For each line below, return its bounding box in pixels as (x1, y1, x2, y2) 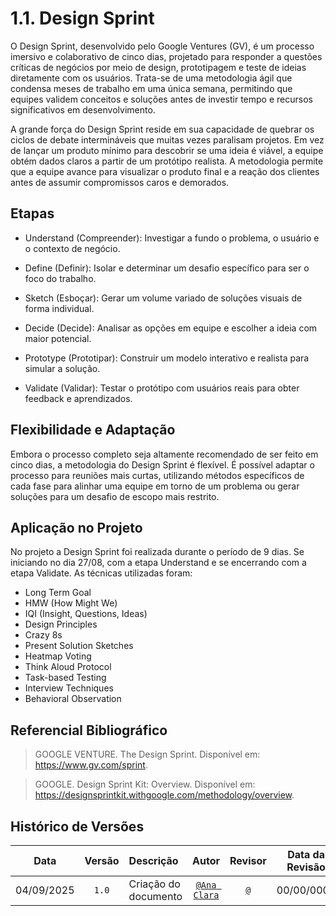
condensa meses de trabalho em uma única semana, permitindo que (10, 82, 293, 94)
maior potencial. (24, 332, 92, 344)
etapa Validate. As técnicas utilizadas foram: (10, 567, 193, 579)
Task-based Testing (24, 672, 107, 684)
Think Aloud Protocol (24, 661, 112, 673)
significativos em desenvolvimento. (10, 103, 156, 116)
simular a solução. (24, 362, 101, 374)
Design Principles (24, 618, 98, 631)
